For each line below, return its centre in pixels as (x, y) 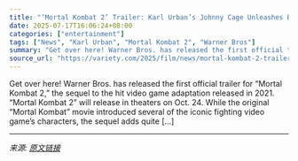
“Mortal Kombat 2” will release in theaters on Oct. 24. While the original (139, 102)
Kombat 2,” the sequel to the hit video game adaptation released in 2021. (142, 93)
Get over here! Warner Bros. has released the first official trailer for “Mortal (145, 84)
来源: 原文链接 (35, 148)
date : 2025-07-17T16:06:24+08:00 (71, 26)
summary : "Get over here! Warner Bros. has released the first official (146, 50)
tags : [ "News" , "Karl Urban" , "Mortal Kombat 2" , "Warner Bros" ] (132, 42)
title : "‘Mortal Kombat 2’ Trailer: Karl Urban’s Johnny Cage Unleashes (146, 17)
